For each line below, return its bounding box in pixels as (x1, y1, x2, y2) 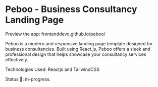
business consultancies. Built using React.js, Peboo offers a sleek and (5, 46, 150, 52)
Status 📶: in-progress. (5, 76, 51, 82)
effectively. (5, 56, 29, 62)
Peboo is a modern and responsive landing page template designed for (5, 40, 153, 46)
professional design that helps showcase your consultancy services (5, 51, 146, 57)
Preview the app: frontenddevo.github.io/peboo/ (5, 31, 106, 37)
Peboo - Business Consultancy (5, 4, 137, 15)
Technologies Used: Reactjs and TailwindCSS (5, 66, 100, 72)
